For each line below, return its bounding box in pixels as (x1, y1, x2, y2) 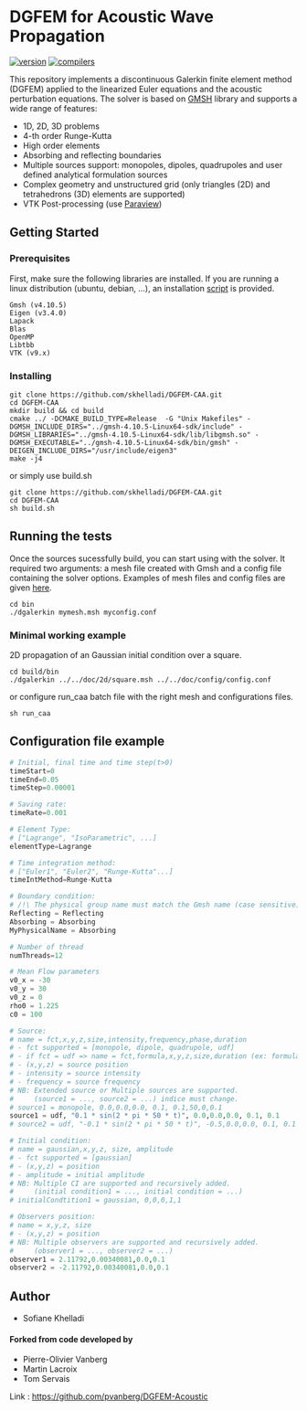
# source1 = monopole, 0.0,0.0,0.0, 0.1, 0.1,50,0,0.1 (9, 1103, 223, 1112)
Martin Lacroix (22, 1363, 78, 1374)
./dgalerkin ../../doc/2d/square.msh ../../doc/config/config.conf (9, 675, 272, 684)
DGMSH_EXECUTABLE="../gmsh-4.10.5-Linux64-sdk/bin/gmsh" (9, 438, 231, 447)
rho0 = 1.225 (9, 1001, 59, 1011)
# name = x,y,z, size (9, 1221, 92, 1230)
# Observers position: (9, 1213, 96, 1222)
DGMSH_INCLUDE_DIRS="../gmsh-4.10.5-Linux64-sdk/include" (9, 422, 235, 431)
